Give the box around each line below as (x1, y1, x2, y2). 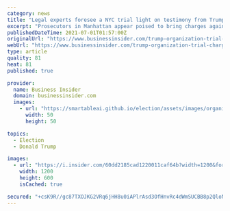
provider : (7, 79, 36, 86)
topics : (7, 130, 29, 137)
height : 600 (19, 175, 53, 182)
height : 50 (25, 118, 57, 125)
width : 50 (25, 112, 53, 119)
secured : (7, 193, 32, 200)
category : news (7, 10, 51, 17)
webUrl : (7, 42, 29, 49)
